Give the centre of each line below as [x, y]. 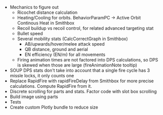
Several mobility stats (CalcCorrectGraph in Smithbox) [72, 39]
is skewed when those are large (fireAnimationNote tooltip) [77, 65]
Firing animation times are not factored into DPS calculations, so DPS [88, 60]
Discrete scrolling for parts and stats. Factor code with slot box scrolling [83, 91]
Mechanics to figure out [34, 7]
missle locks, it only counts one [42, 76]
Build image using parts [34, 97]
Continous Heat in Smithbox [46, 23]
